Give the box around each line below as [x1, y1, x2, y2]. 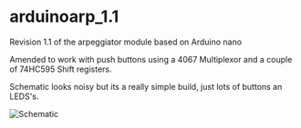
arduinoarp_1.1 [9, 6, 119, 27]
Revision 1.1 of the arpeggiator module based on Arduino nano [9, 36, 243, 47]
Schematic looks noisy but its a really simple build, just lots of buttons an [9, 81, 283, 92]
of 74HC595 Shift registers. [9, 64, 112, 74]
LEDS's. [9, 91, 39, 102]
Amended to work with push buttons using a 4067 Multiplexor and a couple [9, 54, 293, 64]
